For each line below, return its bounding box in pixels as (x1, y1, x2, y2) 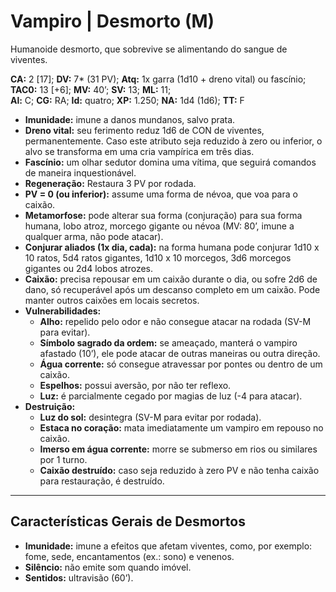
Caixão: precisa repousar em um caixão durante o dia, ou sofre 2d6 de (24, 273, 318, 285)
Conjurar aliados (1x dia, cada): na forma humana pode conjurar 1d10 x (24, 241, 320, 253)
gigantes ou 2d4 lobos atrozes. (24, 262, 153, 274)
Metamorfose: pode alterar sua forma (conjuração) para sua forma (24, 209, 303, 221)
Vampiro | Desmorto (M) (10, 10, 215, 33)
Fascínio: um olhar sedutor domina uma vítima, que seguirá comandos (24, 156, 317, 168)
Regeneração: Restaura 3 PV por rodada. (24, 177, 197, 189)
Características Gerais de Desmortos (10, 513, 246, 530)
